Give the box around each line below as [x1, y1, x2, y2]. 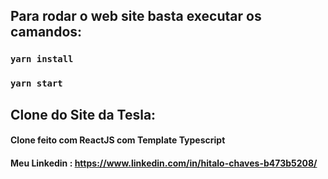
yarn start [10, 78, 63, 89]
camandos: [10, 24, 83, 41]
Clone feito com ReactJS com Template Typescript [10, 134, 226, 146]
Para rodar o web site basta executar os [10, 8, 262, 25]
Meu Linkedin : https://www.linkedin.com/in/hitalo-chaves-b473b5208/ [10, 157, 318, 169]
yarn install [10, 54, 74, 65]
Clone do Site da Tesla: [10, 106, 157, 123]
